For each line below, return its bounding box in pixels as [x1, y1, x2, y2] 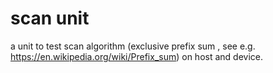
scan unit [10, 7, 90, 30]
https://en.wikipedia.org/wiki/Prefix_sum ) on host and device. [10, 50, 264, 62]
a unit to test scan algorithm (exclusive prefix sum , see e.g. [10, 40, 256, 52]
